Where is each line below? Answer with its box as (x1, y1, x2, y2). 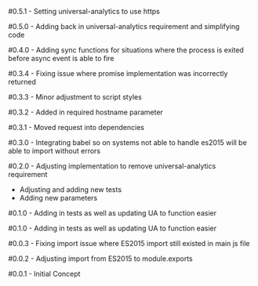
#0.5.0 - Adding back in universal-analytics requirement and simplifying (8, 22, 240, 31)
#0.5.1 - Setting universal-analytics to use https (8, 7, 161, 16)
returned (8, 78, 37, 86)
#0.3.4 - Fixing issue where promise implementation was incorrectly (8, 69, 228, 78)
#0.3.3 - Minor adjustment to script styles (8, 92, 143, 101)
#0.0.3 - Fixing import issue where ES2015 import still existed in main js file (8, 239, 250, 248)
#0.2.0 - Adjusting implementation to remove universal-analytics (8, 161, 216, 171)
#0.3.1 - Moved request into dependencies (8, 123, 145, 132)
